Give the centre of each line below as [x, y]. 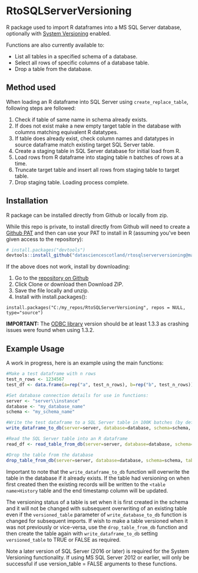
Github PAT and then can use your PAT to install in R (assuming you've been [98, 233]
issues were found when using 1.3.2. [50, 330]
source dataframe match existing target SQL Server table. [85, 144]
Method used [31, 88]
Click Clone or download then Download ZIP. [69, 284]
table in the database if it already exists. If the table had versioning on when [98, 478]
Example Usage [35, 349]
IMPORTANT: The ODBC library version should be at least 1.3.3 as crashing [98, 324]
